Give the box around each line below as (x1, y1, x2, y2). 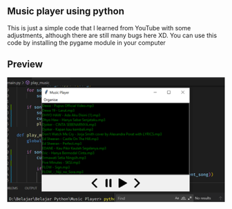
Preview (7, 59, 43, 70)
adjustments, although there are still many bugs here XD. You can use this (7, 31, 217, 39)
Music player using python (7, 6, 124, 17)
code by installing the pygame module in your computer (7, 38, 166, 47)
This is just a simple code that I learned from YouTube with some (7, 23, 191, 32)
